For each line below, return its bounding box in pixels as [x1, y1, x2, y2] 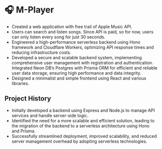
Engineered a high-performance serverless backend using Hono [11, 39, 141, 45]
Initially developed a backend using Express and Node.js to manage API [11, 107, 155, 113]
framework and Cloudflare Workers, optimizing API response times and [11, 44, 154, 50]
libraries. [11, 80, 30, 86]
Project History [4, 95, 51, 103]
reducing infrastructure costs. [11, 50, 71, 55]
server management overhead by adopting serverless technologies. [11, 138, 147, 144]
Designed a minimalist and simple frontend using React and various [11, 75, 146, 81]
